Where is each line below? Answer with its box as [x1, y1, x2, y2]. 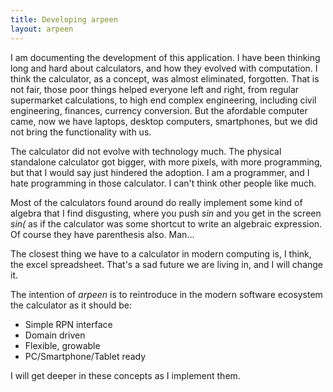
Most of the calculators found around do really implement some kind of [10, 196, 303, 208]
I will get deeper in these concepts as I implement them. [10, 369, 241, 381]
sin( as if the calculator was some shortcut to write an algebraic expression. [10, 217, 323, 230]
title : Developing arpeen [10, 14, 118, 25]
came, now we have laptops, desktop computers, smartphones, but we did [10, 115, 318, 127]
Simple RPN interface [24, 318, 113, 330]
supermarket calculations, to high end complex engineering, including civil [10, 94, 317, 106]
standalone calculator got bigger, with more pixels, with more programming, [10, 156, 323, 168]
